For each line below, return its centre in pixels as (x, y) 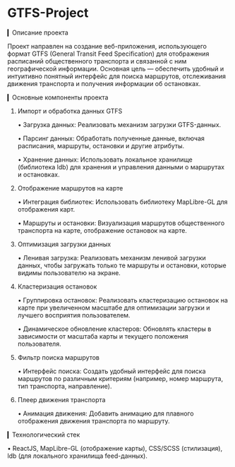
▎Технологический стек (44, 435)
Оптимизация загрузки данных (64, 244)
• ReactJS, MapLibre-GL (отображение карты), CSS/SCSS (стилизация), (115, 448)
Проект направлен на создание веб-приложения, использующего (107, 46)
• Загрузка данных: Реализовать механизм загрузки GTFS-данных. (119, 124)
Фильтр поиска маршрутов (59, 357)
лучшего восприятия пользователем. (74, 315)
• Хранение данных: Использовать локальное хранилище (105, 159)
